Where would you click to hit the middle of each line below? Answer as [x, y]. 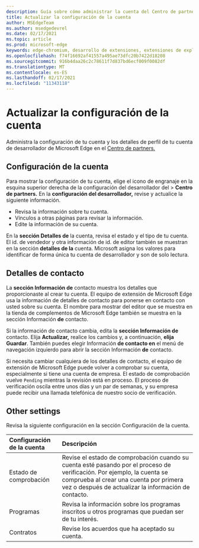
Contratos [23, 533]
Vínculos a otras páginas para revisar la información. [79, 218]
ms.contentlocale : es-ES [37, 72]
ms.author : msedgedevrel [37, 28]
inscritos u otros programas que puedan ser [123, 512]
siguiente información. [33, 200]
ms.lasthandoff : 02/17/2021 [41, 78]
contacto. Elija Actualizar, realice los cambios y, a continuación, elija [90, 337]
